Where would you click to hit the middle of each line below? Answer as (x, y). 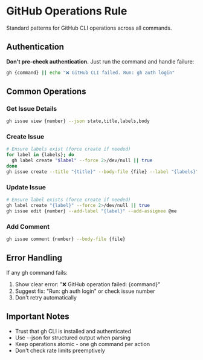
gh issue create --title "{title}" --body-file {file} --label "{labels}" (102, 172)
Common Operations (46, 92)
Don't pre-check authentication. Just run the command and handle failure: (100, 61)
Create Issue (25, 137)
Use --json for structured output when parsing (73, 338)
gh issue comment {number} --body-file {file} (66, 239)
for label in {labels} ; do (40, 155)
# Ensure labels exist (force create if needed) (69, 149)
